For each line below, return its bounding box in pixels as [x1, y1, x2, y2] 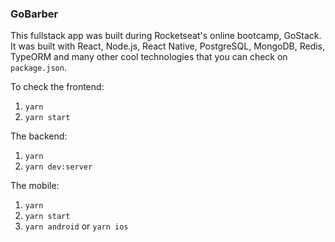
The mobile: [10, 180, 60, 192]
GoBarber [10, 7, 59, 21]
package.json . [10, 62, 67, 74]
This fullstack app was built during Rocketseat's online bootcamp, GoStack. [10, 30, 322, 42]
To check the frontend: [10, 81, 105, 93]
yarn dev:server [24, 162, 93, 172]
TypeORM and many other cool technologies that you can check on [10, 51, 288, 63]
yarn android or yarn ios [24, 220, 129, 232]
